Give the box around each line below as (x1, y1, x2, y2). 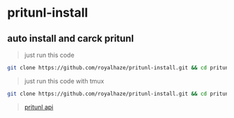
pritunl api (24, 103, 54, 111)
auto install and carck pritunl (7, 33, 134, 44)
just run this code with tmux (24, 76, 104, 85)
